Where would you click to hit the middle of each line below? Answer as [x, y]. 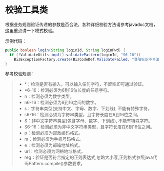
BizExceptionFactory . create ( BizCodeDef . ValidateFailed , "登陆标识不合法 [87, 59]
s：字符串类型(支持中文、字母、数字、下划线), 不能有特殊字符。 [88, 108]
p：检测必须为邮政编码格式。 [53, 133]
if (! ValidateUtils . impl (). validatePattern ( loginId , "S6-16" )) [75, 55]
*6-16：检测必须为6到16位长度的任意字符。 [68, 90]
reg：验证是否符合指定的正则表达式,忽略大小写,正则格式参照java [89, 157]
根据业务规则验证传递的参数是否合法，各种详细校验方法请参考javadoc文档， [81, 24]
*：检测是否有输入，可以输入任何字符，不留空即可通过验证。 [85, 84]
